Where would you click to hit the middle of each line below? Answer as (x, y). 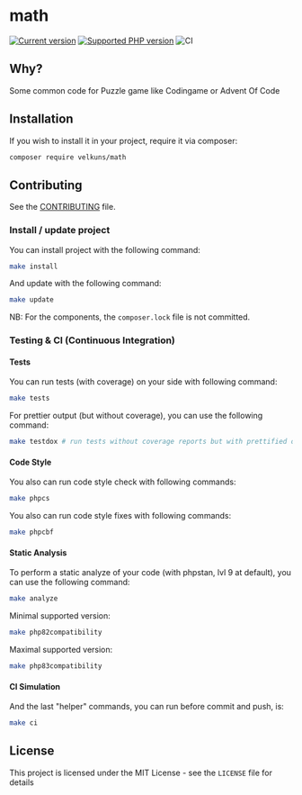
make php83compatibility (56, 666)
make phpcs (30, 499)
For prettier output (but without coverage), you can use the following (136, 416)
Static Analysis (38, 552)
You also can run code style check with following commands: (123, 482)
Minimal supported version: (60, 616)
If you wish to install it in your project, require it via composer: (124, 140)
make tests (30, 398)
